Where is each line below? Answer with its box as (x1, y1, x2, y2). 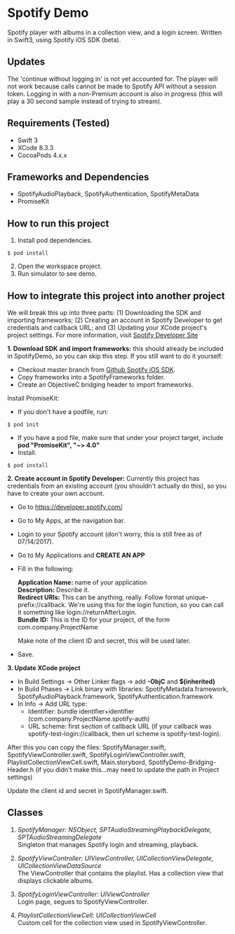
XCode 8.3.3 (17, 143, 54, 152)
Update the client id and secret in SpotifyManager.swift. (7, 787, 168, 794)
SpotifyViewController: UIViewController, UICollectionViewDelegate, (17, 854, 214, 862)
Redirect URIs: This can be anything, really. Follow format (17, 593, 184, 601)
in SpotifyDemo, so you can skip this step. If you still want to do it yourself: (7, 352, 223, 360)
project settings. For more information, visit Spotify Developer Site (7, 331, 199, 339)
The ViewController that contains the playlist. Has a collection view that (17, 869, 224, 877)
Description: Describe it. (17, 586, 90, 594)
